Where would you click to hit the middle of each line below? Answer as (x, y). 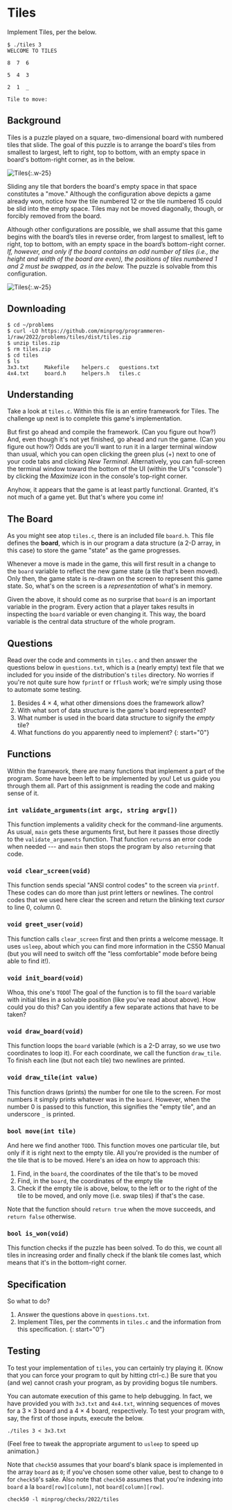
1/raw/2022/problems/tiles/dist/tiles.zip (69, 337)
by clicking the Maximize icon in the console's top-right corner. (97, 476)
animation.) (23, 1451)
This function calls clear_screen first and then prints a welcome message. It (115, 939)
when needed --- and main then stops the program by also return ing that (111, 847)
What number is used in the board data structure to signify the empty (116, 718)
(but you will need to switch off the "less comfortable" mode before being (112, 953)
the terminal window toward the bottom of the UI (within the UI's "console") (115, 469)
